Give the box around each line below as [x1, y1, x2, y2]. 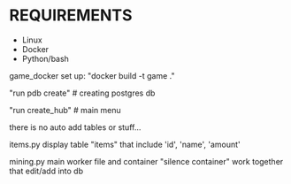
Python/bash [21, 53, 69, 64]
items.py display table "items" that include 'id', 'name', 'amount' [9, 139, 241, 149]
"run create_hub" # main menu [9, 104, 121, 115]
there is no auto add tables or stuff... [9, 121, 142, 133]
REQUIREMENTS [9, 5, 133, 26]
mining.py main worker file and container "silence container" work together [9, 156, 284, 166]
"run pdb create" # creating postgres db [9, 88, 156, 98]
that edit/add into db [9, 165, 84, 176]
